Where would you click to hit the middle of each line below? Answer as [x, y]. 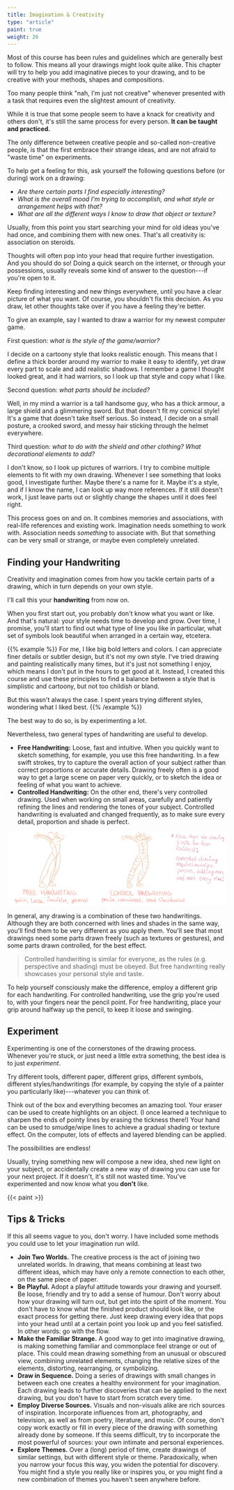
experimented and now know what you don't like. [78, 1184]
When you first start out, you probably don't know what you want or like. [111, 614]
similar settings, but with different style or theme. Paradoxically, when [117, 1457]
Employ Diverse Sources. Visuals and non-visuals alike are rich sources [121, 1405]
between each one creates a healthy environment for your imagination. [119, 1383]
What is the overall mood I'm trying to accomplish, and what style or [116, 199]
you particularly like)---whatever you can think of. [79, 1091]
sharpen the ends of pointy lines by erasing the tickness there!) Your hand [114, 1120]
